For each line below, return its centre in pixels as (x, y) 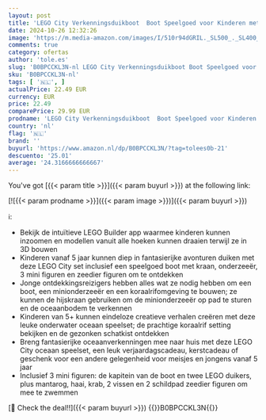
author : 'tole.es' (38, 60)
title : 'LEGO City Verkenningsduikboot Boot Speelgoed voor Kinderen (127, 23)
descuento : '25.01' (40, 155)
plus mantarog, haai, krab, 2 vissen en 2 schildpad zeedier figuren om (133, 384)
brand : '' (25, 141)
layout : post (30, 15)
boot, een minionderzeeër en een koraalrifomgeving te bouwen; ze (128, 292)
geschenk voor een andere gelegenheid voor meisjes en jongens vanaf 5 (139, 359)
